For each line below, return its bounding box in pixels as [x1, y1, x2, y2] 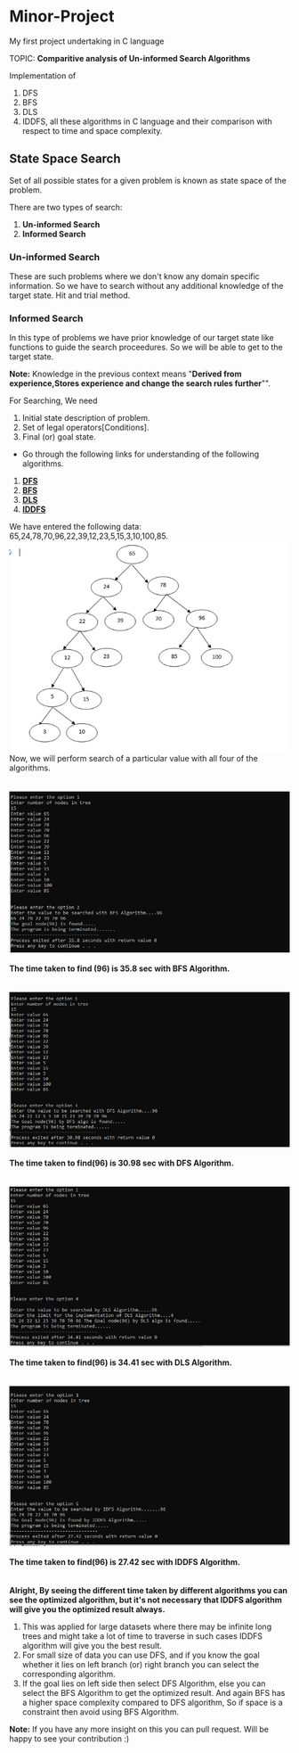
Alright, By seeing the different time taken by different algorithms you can [9, 1585, 287, 1596]
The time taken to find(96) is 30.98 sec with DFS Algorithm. [9, 1157, 234, 1169]
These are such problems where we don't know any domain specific [9, 271, 260, 282]
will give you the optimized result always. [9, 1604, 166, 1615]
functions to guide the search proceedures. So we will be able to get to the [9, 342, 283, 353]
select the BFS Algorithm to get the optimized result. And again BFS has [21, 1688, 286, 1699]
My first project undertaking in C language [9, 36, 165, 46]
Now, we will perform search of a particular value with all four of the [9, 753, 258, 763]
